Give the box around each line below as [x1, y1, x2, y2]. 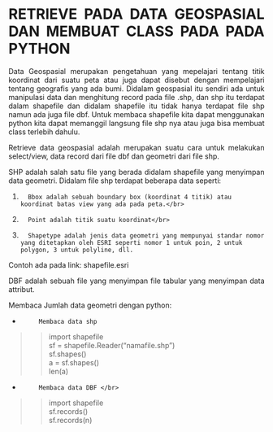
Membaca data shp [38, 317, 97, 325]
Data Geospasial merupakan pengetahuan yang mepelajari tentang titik [8, 66, 265, 76]
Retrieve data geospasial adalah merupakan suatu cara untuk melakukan [8, 142, 265, 152]
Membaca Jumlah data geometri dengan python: [8, 300, 172, 310]
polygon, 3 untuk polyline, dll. [19, 246, 134, 254]
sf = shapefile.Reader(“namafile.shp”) [48, 340, 175, 350]
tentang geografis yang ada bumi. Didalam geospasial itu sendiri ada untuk [8, 83, 265, 94]
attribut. [8, 284, 35, 294]
